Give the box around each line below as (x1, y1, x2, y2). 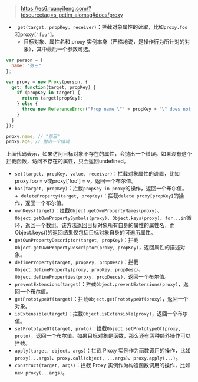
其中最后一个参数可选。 (36, 45, 94, 52)
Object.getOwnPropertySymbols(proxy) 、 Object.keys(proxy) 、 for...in (14, 215, 187, 222)
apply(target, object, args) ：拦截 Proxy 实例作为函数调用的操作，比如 (14, 347, 191, 354)
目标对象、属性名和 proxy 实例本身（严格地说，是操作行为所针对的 (23, 38, 185, 45)
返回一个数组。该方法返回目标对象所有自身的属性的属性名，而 (25, 222, 175, 229)
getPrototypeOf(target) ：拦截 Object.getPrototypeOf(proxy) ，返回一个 (14, 295, 189, 302)
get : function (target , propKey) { (11, 84, 96, 90)
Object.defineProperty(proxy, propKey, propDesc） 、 (14, 266, 144, 273)
